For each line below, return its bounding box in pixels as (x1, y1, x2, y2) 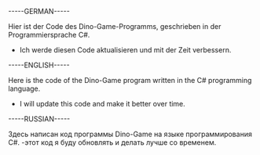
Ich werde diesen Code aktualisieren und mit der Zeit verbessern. (19, 45, 232, 54)
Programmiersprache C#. (8, 31, 90, 39)
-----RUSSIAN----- (8, 114, 71, 124)
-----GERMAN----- (8, 7, 71, 16)
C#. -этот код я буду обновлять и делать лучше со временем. (8, 138, 217, 147)
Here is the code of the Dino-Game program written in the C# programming (8, 76, 252, 85)
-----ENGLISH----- (8, 60, 70, 70)
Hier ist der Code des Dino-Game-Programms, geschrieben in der (8, 22, 222, 31)
